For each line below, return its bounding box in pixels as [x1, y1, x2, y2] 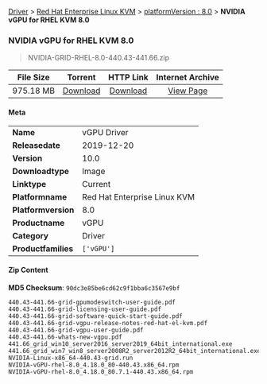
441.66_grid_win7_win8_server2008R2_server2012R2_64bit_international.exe [8, 347, 261, 355]
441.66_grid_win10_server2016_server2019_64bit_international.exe [8, 339, 233, 348]
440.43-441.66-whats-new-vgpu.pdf [8, 333, 123, 341]
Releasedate [12, 139, 61, 150]
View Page [168, 85, 208, 96]
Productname [12, 217, 65, 228]
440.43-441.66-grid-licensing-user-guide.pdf [8, 305, 161, 313]
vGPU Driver [82, 126, 129, 138]
